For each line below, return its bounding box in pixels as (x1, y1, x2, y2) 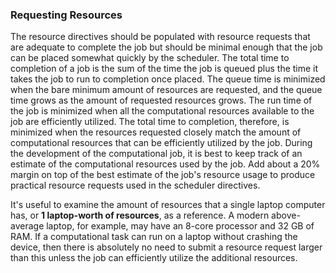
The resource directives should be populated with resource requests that (10, 31, 311, 43)
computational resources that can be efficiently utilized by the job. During (10, 137, 313, 149)
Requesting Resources (10, 8, 123, 22)
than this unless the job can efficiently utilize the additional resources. (10, 252, 298, 264)
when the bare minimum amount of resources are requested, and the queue (10, 84, 323, 96)
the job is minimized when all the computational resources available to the (10, 105, 315, 117)
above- (271, 209, 301, 222)
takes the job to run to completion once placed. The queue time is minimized (10, 73, 326, 85)
